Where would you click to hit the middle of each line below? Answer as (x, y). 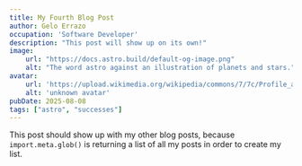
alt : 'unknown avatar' (68, 92)
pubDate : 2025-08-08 (48, 101)
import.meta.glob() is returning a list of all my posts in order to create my (145, 144)
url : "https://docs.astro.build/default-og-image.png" (130, 59)
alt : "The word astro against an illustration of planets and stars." (160, 68)
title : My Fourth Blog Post (62, 17)
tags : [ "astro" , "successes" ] (66, 109)
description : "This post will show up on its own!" (108, 43)
